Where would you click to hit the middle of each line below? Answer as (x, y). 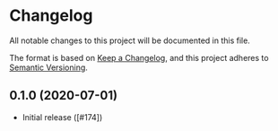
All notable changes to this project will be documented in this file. (130, 40)
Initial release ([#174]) (62, 117)
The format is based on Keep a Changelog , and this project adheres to (139, 57)
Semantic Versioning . (48, 67)
